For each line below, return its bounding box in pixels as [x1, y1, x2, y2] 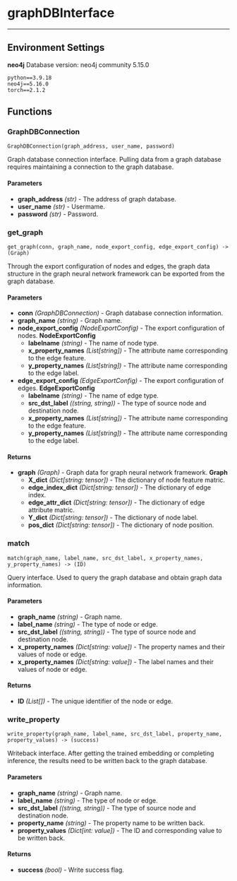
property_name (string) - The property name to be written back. [17, 818, 205, 827]
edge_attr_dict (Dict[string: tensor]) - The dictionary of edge [28, 498, 205, 507]
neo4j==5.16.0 [7, 80, 49, 88]
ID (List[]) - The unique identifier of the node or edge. [17, 697, 174, 706]
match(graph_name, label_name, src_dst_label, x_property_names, [7, 555, 203, 562]
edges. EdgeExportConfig [17, 384, 95, 393]
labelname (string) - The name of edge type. [28, 391, 159, 400]
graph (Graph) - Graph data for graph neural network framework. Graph [17, 468, 228, 477]
